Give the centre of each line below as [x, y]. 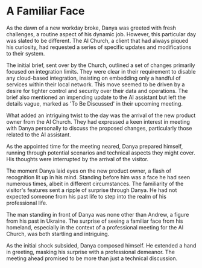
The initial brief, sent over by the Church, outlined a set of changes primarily [101, 65]
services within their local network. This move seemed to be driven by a [96, 84]
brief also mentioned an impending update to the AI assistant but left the [96, 97]
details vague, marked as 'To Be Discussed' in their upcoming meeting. [94, 103]
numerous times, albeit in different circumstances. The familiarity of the [95, 183]
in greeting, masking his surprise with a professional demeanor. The [90, 252]
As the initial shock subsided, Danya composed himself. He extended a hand [101, 245]
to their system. [26, 53]
